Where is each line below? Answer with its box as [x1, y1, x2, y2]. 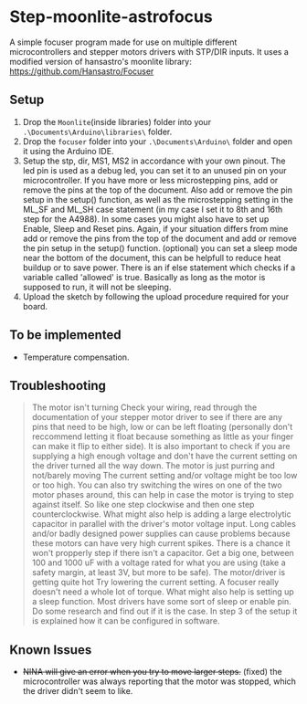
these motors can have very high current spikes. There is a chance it [31, 538, 291, 549]
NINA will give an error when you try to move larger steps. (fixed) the [22, 667, 282, 678]
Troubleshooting [9, 377, 107, 394]
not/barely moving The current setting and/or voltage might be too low [31, 470, 298, 481]
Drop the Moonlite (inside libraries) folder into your [22, 116, 212, 127]
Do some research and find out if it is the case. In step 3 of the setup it [31, 605, 298, 617]
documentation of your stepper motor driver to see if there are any [31, 412, 283, 423]
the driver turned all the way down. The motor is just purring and [31, 460, 276, 471]
